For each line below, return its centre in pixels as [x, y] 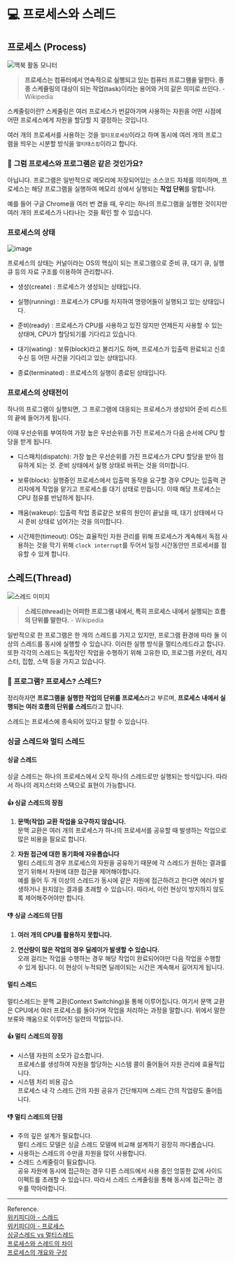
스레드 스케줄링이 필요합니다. [57, 1162]
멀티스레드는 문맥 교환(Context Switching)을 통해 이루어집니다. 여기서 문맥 [109, 1001]
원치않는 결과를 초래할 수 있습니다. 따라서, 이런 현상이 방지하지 [127, 890]
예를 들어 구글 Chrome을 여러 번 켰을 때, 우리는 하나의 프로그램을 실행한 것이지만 [117, 204]
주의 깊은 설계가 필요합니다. [55, 1136]
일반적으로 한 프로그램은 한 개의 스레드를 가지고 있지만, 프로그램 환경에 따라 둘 [114, 635]
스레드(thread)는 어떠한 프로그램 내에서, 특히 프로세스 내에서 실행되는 [119, 611]
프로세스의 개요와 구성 [37, 1252]
